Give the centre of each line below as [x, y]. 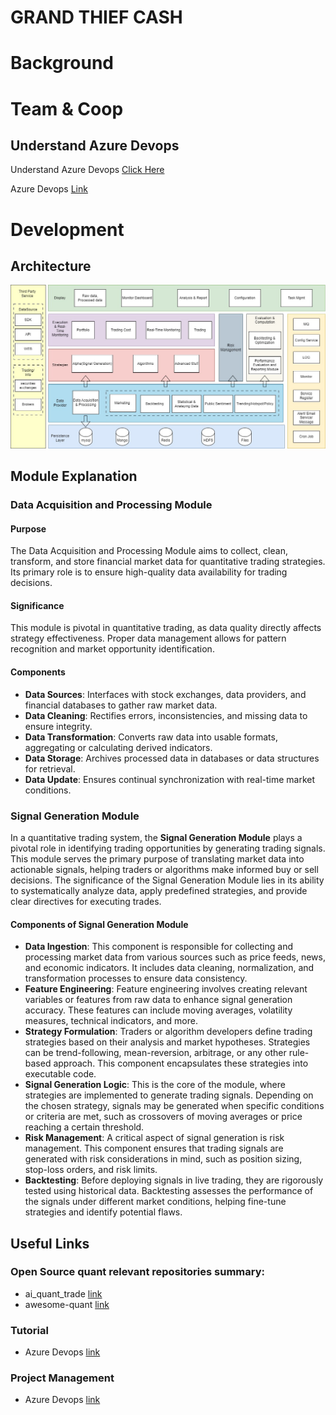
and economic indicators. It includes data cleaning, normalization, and [169, 968]
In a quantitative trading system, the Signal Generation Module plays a [156, 837]
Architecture [51, 266]
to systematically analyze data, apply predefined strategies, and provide [159, 890]
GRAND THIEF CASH [96, 17]
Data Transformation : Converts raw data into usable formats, [151, 737]
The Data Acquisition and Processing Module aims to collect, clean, [149, 551]
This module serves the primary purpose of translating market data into [157, 858]
